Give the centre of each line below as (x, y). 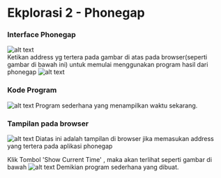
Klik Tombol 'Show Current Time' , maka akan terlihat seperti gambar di (110, 160)
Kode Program (32, 90)
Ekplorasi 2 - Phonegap (76, 13)
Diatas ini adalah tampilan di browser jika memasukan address (124, 139)
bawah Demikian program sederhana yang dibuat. (93, 167)
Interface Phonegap (42, 35)
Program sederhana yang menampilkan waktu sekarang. (116, 105)
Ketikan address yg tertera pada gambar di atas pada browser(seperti (107, 57)
